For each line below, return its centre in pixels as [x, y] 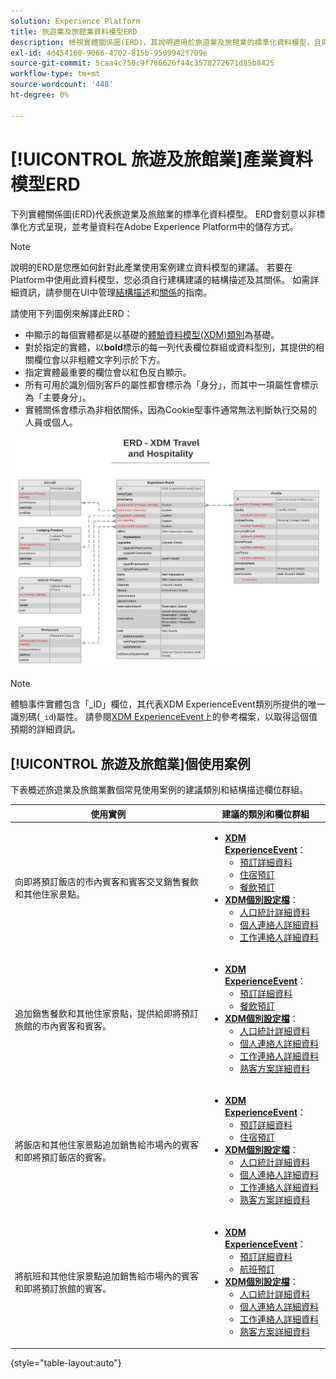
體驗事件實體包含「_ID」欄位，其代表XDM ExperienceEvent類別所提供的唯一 [168, 704]
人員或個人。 [51, 422]
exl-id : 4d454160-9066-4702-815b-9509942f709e [109, 53]
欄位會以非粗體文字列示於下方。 [99, 359]
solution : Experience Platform [75, 21]
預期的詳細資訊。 [45, 729]
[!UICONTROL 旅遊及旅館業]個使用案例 [130, 763]
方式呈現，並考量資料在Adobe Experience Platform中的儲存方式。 [163, 226]
